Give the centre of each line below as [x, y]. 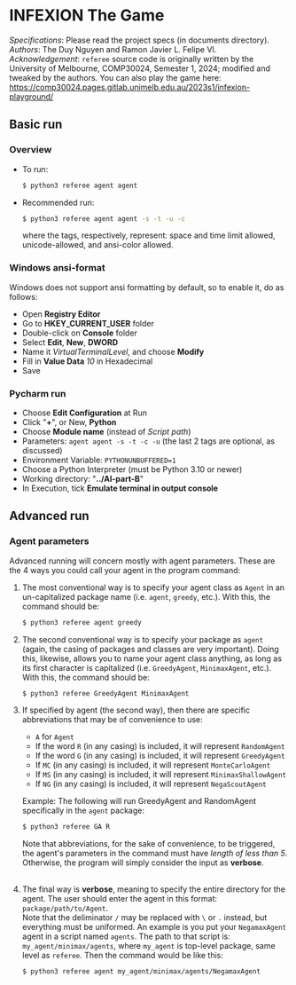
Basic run [36, 125]
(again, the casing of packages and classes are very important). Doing [150, 649]
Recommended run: [58, 202]
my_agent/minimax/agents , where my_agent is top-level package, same [149, 946]
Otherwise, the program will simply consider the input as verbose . [143, 863]
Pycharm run [38, 393]
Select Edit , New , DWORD [70, 342]
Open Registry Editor [61, 314]
